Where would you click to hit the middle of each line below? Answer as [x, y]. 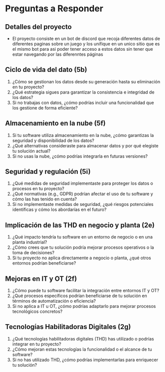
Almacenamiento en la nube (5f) [55, 123]
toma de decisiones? [33, 253]
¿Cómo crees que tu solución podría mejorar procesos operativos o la [83, 247]
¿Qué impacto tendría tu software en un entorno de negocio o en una [82, 237]
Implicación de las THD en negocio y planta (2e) [80, 225]
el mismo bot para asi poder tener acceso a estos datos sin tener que [82, 49]
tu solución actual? [31, 151]
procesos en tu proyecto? [38, 189]
